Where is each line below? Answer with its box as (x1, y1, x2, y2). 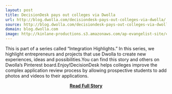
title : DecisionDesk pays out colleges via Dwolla (5, 12, 116, 17)
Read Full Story (69, 83, 103, 89)
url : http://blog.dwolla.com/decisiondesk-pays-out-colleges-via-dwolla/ (5, 17, 166, 22)
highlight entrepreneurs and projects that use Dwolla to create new (5, 51, 146, 57)
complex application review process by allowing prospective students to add (5, 67, 167, 73)
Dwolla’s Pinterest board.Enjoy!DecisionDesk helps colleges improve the (5, 62, 158, 68)
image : (5, 31, 19, 36)
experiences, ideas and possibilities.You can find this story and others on (5, 57, 160, 62)
